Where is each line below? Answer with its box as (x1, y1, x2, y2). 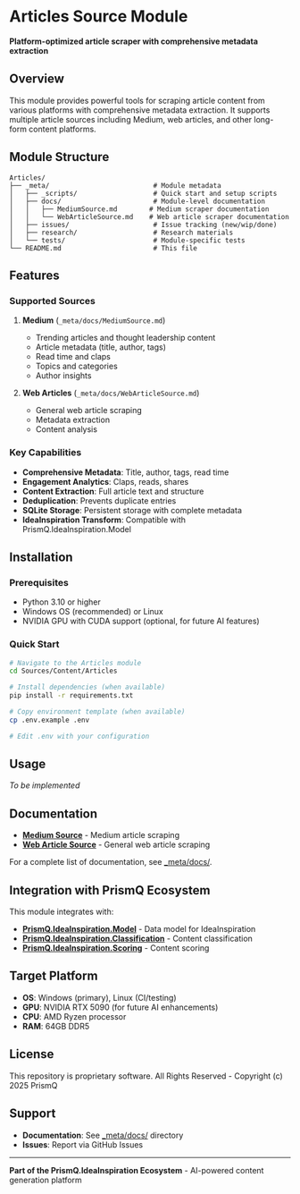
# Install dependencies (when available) (9, 682, 166, 692)
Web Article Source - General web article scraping (21, 839, 211, 851)
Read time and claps (35, 351, 112, 362)
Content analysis (35, 424, 98, 435)
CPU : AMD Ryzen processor (21, 1011, 127, 1021)
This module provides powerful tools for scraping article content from (9, 95, 265, 106)
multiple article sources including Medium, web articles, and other (9, 114, 253, 124)
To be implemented (9, 780, 80, 791)
